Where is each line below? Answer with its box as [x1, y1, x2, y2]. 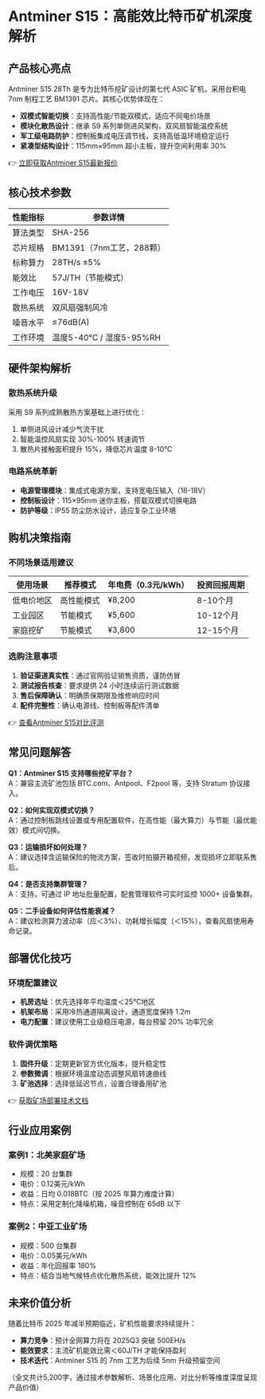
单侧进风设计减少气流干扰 [19, 424, 104, 433]
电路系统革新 [8, 466, 58, 477]
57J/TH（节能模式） [52, 272, 129, 283]
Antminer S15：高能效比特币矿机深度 [8, 7, 252, 26]
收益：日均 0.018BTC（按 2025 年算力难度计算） [19, 1189, 179, 1199]
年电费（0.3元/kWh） [107, 579, 189, 591]
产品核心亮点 [8, 61, 72, 75]
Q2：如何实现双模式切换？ [8, 805, 95, 815]
